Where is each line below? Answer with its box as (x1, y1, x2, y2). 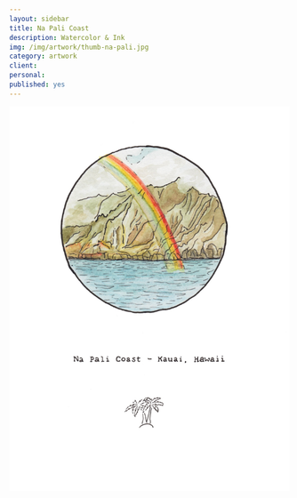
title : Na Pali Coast (9, 23, 90, 33)
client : (9, 61, 38, 70)
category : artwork (9, 52, 77, 61)
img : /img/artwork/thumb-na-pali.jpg (9, 43, 149, 52)
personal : (9, 71, 46, 80)
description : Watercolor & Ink (9, 33, 125, 42)
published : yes (9, 80, 66, 89)
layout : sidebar (9, 14, 69, 23)
